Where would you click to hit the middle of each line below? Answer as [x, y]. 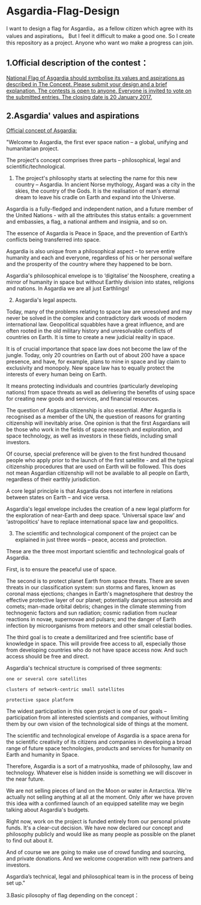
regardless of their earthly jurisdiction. [53, 479]
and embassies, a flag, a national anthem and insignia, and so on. [87, 221]
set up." [16, 883]
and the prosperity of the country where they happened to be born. [89, 264]
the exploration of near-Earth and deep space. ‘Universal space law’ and [96, 515]
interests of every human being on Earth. [57, 374]
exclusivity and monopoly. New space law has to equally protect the [90, 368]
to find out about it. [30, 840]
